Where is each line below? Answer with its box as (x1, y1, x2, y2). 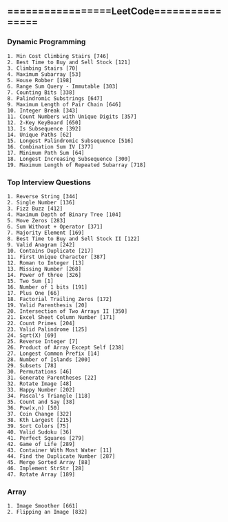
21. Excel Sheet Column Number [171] (7, 313, 116, 320)
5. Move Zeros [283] (7, 217, 67, 224)
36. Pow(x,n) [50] (7, 404, 60, 412)
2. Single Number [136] (7, 199, 76, 206)
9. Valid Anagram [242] (7, 241, 76, 248)
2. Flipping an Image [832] (7, 509, 88, 516)
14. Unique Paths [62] (7, 131, 72, 138)
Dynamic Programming (7, 37, 86, 47)
